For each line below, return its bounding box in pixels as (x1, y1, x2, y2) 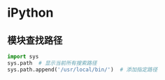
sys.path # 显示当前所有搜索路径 (7, 59, 97, 67)
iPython (7, 5, 54, 21)
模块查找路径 (7, 34, 63, 46)
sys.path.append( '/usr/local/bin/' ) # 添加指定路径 (7, 66, 158, 73)
